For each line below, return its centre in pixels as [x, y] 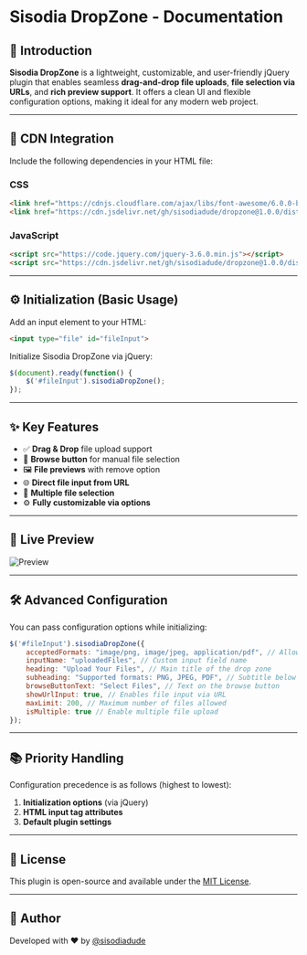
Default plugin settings [67, 822]
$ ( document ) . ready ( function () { [71, 373]
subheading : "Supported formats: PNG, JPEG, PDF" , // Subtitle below [161, 678]
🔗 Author [35, 919]
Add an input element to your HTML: [78, 322]
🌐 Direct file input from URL [76, 483]
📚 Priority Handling [67, 758]
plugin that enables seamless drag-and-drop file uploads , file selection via [152, 82]
